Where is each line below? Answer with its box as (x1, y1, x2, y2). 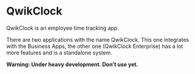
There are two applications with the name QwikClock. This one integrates (6, 36, 190, 43)
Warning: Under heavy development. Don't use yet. (6, 61, 139, 68)
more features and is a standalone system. (6, 49, 113, 56)
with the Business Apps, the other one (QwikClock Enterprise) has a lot (6, 42, 183, 50)
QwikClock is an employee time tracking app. (6, 24, 119, 32)
